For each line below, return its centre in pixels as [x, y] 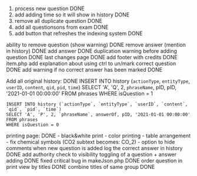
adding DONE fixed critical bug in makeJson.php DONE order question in [94, 160]
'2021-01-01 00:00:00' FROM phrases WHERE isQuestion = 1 [80, 94]
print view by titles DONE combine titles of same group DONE [81, 167]
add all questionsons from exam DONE [61, 27]
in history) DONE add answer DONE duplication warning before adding [92, 51]
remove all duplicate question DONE [59, 21]
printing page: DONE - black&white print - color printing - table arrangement [98, 136]
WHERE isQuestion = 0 [33, 125]
